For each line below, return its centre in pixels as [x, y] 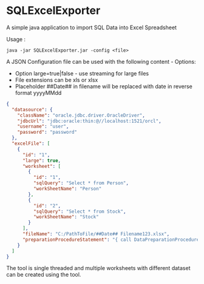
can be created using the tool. [44, 275]
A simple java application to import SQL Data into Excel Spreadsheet [92, 27]
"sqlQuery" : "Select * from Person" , [81, 183]
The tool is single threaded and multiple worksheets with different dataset [98, 268]
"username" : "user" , [43, 126]
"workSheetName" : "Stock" [66, 217]
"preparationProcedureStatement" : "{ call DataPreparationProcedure [111, 240]
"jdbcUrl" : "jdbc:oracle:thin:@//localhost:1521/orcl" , [90, 121]
